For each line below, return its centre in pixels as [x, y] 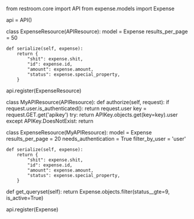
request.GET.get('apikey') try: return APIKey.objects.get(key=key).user [92, 115]
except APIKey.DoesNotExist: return [50, 121]
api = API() [19, 20]
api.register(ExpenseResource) [44, 91]
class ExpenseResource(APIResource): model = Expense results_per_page [97, 31]
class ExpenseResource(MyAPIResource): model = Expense [79, 132]
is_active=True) [25, 198]
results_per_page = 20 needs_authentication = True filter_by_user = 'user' [96, 139]
